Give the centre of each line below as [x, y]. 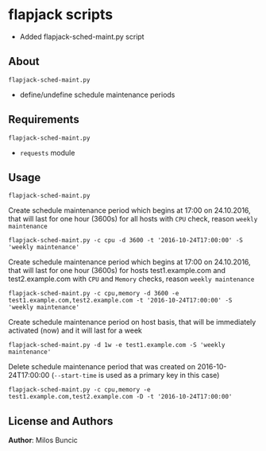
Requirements [44, 119]
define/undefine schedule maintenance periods [97, 94]
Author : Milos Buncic [43, 440]
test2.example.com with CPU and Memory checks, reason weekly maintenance [131, 279]
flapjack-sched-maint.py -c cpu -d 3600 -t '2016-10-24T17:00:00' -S [126, 241]
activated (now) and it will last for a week [75, 330]
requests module [47, 152]
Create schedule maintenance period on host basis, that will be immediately [132, 322]
